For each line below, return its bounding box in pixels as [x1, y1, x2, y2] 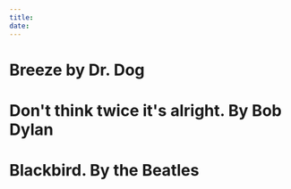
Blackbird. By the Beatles [9, 160, 200, 181]
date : [9, 21, 30, 30]
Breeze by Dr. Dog [9, 60, 145, 80]
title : [9, 12, 34, 22]
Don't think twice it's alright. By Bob [9, 100, 282, 120]
